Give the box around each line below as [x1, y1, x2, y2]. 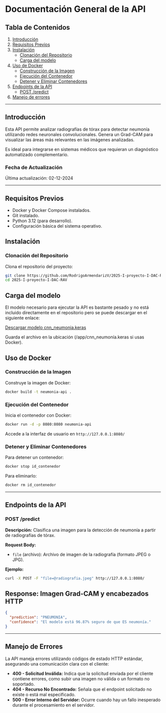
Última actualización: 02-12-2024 [5, 175, 73, 181]
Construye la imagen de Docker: [5, 380, 71, 385]
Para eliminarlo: [5, 473, 37, 479]
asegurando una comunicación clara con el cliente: [5, 661, 109, 666]
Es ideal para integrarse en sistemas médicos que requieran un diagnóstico [5, 146, 159, 152]
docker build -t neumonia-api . [5, 389, 72, 394]
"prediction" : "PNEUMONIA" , [9, 615, 68, 620]
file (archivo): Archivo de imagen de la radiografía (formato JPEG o [12, 551, 151, 557]
